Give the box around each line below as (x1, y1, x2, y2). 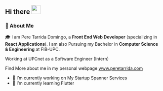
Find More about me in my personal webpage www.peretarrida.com (5, 65, 143, 71)
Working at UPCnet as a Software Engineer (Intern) (5, 56, 109, 61)
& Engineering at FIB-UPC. (5, 46, 60, 52)
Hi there (5, 8, 31, 16)
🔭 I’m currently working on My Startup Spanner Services (12, 75, 127, 81)
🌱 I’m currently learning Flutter (12, 80, 75, 86)
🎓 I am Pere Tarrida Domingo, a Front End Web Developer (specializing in (5, 34, 157, 40)
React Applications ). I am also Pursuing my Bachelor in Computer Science (5, 41, 159, 47)
